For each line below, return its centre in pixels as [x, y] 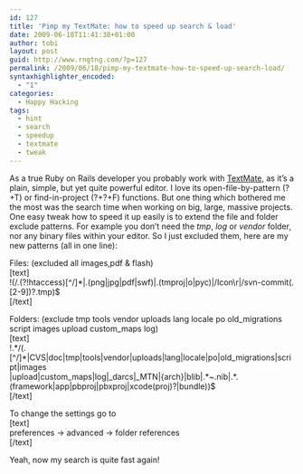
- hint [30, 118]
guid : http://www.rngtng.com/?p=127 [78, 60]
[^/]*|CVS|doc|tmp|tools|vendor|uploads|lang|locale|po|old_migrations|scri [151, 357]
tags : [19, 110]
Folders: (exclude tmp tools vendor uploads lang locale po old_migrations [146, 318]
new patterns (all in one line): [63, 245]
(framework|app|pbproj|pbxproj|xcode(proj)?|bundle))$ [113, 386]
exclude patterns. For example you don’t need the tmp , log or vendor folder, [151, 226]
